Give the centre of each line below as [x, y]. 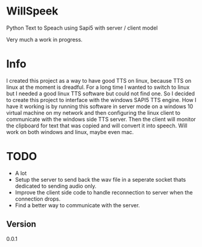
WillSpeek [32, 11]
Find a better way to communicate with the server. [77, 205]
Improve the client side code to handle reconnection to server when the [104, 192]
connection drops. [38, 199]
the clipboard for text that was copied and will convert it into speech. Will [97, 126]
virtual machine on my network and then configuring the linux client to [93, 112]
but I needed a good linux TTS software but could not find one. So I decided [100, 93]
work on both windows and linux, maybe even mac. [70, 132]
